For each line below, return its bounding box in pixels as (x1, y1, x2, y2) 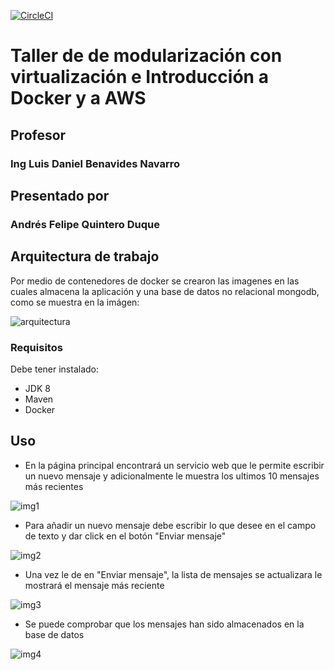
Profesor (10, 126, 67, 144)
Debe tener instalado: (10, 363, 99, 375)
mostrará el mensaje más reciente (24, 579, 165, 591)
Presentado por (10, 187, 110, 204)
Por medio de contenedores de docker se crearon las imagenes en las (10, 275, 300, 287)
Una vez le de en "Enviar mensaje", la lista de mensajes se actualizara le (24, 568, 323, 580)
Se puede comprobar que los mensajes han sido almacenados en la (24, 618, 305, 630)
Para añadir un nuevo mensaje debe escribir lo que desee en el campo (24, 519, 317, 531)
